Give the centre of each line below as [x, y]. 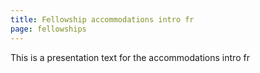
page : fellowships [48, 29]
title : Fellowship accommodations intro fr [102, 19]
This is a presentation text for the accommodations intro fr [130, 57]
